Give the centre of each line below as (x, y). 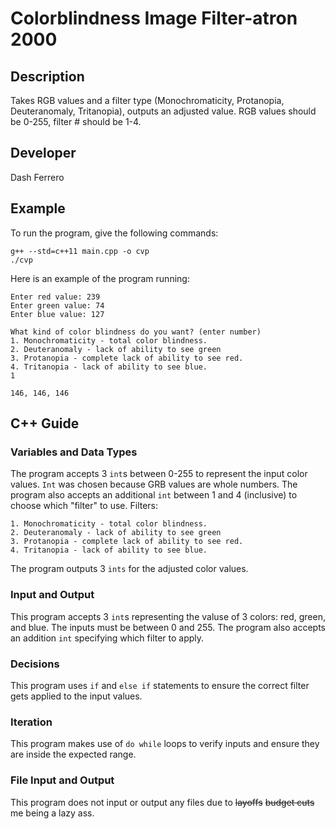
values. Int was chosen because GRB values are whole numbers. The (154, 484)
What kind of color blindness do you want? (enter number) (136, 332)
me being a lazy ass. (52, 813)
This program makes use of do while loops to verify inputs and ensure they (165, 744)
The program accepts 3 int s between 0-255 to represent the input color (159, 474)
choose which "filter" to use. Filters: (84, 506)
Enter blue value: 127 (57, 314)
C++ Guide (45, 423)
